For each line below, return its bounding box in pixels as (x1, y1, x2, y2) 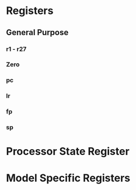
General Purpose (6, 27, 69, 37)
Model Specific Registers (6, 171, 131, 185)
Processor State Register (6, 145, 130, 158)
